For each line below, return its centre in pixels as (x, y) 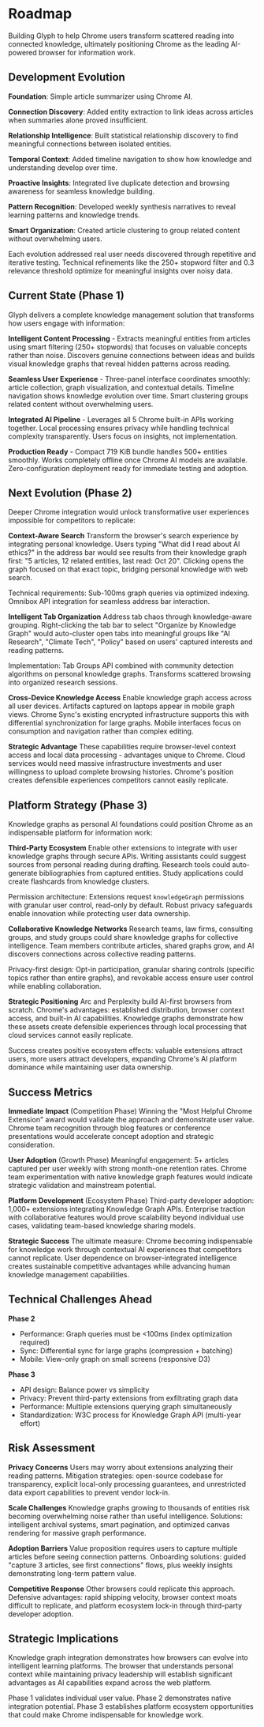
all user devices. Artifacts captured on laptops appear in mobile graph (121, 706)
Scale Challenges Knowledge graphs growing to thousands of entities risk (129, 1507)
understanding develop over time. (63, 168)
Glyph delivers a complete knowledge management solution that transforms (131, 315)
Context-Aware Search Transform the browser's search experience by (123, 536)
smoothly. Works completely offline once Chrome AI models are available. (128, 460)
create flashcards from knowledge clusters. (79, 881)
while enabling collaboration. (55, 986)
